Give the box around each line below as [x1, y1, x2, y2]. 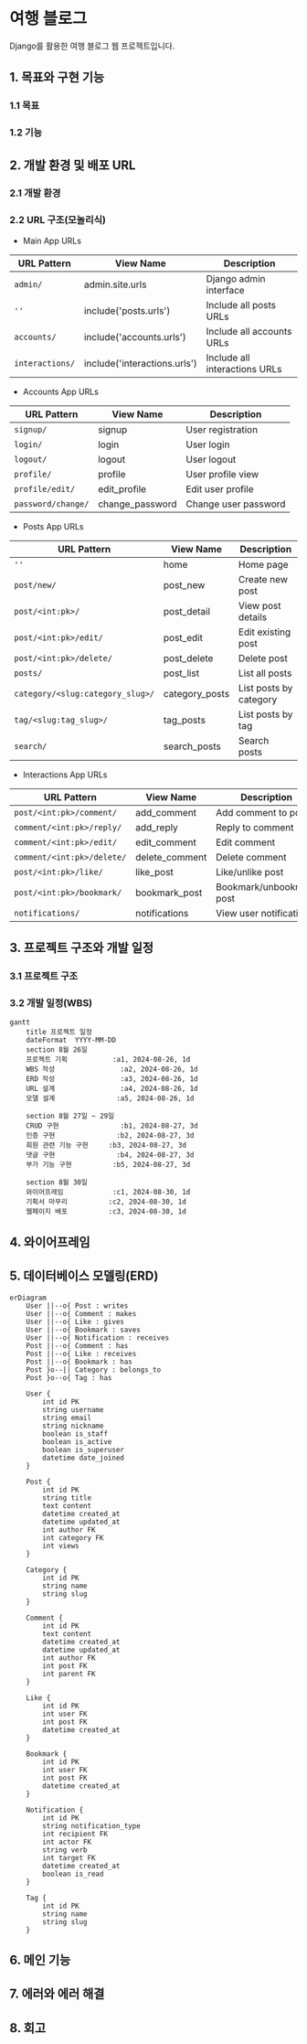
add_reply [135, 820, 178, 833]
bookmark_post [135, 886, 203, 899]
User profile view [185, 467, 259, 480]
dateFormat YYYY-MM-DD [26, 1035, 117, 1045]
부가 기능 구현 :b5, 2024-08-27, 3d [26, 1161, 191, 1170]
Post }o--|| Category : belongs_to [26, 1364, 162, 1375]
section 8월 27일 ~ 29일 [26, 1112, 115, 1121]
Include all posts [206, 298, 277, 311]
